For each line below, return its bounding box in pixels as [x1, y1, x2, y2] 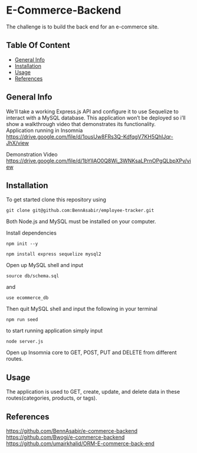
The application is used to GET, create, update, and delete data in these [6, 388, 180, 396]
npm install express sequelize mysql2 [6, 251, 101, 258]
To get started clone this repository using [6, 196, 106, 203]
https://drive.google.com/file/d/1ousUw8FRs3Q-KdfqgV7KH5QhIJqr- [6, 133, 173, 140]
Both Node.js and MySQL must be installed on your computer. [6, 218, 156, 225]
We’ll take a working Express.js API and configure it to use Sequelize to [6, 108, 179, 115]
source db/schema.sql [6, 273, 60, 279]
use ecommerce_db [6, 295, 49, 301]
